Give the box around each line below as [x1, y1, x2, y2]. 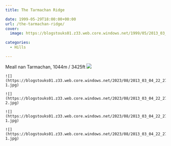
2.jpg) [5, 100, 19, 105]
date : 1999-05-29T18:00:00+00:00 [5, 16, 76, 22]
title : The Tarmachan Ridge [5, 7, 65, 13]
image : [10, 31, 24, 36]
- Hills [10, 45, 26, 50]
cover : [5, 26, 19, 31]
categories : [5, 40, 31, 45]
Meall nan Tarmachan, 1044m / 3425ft [5, 64, 85, 70]
